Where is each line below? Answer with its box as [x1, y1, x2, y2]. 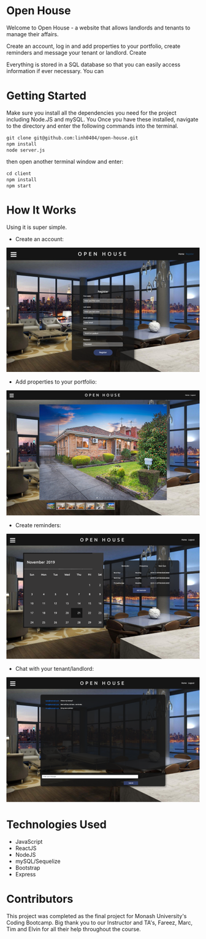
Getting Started [6, 89, 87, 103]
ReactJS [15, 844, 37, 852]
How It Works [6, 203, 77, 217]
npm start [6, 182, 32, 189]
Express [15, 870, 36, 878]
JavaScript [15, 838, 43, 845]
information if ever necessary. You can [6, 67, 104, 74]
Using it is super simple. [6, 223, 67, 231]
